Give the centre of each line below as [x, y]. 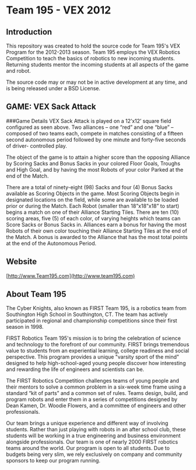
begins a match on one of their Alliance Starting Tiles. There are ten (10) [92, 212]
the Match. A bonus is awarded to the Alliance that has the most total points [97, 237]
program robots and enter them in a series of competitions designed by [92, 400]
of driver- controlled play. [36, 146]
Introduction [29, 32]
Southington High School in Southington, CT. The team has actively [87, 315]
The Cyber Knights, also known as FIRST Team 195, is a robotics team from [96, 308]
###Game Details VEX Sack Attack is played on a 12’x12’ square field [89, 121]
